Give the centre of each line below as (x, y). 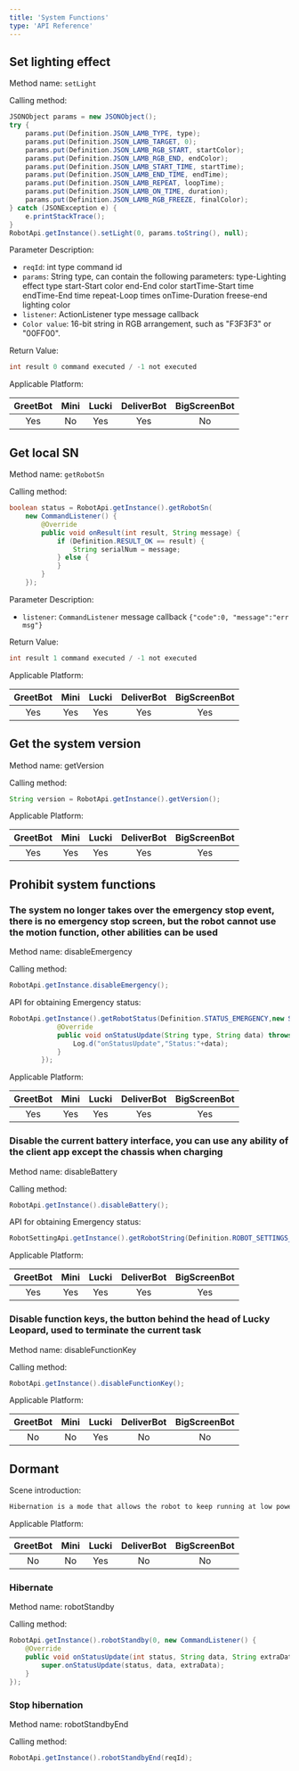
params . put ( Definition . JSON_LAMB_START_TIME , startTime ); (135, 167)
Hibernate (31, 1587)
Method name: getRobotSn (57, 474)
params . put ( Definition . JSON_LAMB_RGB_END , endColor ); (127, 158)
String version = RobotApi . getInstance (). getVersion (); (115, 799)
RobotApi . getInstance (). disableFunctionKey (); (97, 1383)
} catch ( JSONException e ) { (63, 208)
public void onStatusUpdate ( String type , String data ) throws (174, 1035)
